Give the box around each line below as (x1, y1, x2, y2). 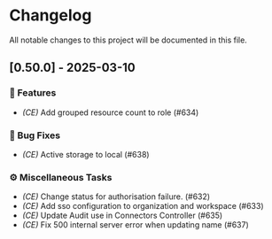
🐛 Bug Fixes (9, 129, 60, 142)
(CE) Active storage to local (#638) (21, 149, 150, 159)
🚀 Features (9, 87, 57, 99)
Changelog (9, 5, 92, 26)
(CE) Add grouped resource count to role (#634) (21, 107, 199, 118)
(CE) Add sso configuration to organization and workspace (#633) (21, 201, 264, 212)
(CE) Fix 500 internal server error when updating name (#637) (21, 220, 250, 230)
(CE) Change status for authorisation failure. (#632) (21, 191, 211, 202)
